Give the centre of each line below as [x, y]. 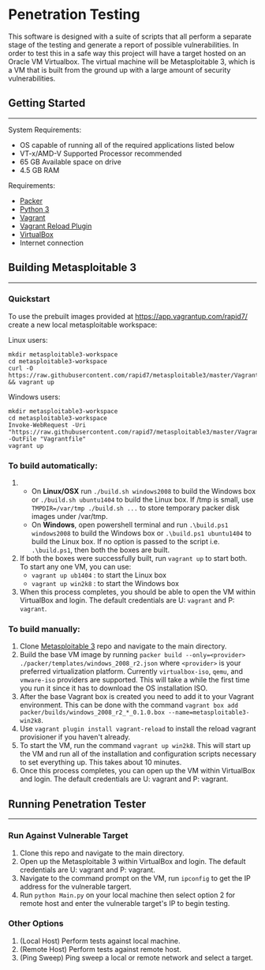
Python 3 [34, 209]
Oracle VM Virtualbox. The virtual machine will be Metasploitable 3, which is [132, 62]
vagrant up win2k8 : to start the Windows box [105, 584]
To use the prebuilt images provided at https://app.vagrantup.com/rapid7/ [128, 316]
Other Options [36, 923]
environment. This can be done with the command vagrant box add [129, 705]
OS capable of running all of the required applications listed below [127, 145]
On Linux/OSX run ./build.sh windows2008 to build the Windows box [144, 491]
